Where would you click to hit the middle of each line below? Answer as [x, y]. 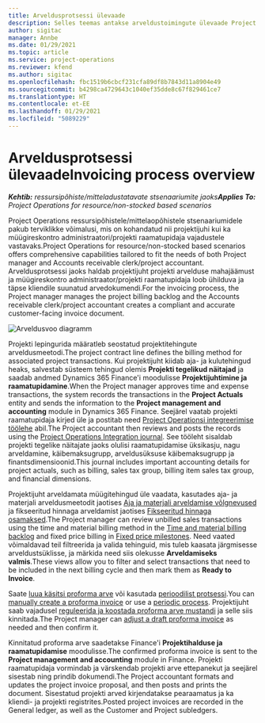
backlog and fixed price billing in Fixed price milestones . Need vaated [122, 536]
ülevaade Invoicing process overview [132, 175]
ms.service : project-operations [61, 60]
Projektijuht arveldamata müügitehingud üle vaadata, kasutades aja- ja [123, 494]
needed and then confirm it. [53, 627]
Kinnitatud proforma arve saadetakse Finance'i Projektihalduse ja [115, 642]
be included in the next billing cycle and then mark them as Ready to [120, 570]
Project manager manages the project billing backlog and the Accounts [124, 296]
